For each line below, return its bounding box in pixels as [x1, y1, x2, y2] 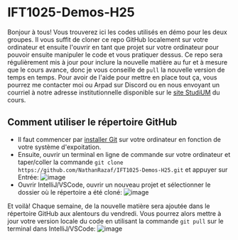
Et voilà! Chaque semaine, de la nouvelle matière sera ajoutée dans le [7, 202, 210, 210]
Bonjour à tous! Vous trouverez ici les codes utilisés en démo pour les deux [7, 28, 227, 36]
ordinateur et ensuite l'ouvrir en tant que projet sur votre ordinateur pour [7, 43, 219, 51]
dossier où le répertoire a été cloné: [17, 187, 122, 196]
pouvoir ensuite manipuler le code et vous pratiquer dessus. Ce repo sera [7, 50, 223, 59]
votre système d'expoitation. [17, 143, 102, 151]
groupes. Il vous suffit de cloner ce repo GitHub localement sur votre [7, 35, 208, 43]
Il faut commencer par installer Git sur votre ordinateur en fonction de [17, 135, 222, 143]
